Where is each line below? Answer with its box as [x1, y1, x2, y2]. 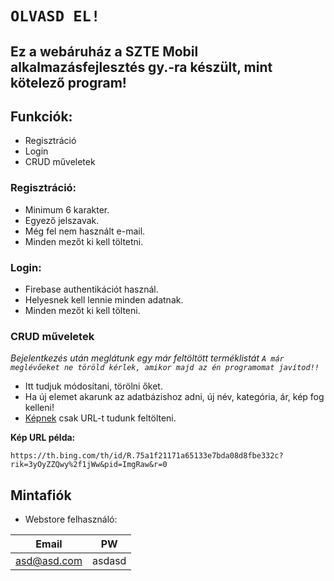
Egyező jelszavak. [24, 214, 100, 226]
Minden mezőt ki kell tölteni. [24, 304, 141, 316]
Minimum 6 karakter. [24, 203, 110, 216]
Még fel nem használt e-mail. [24, 225, 146, 237]
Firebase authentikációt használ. [24, 283, 159, 295]
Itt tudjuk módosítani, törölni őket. [24, 380, 163, 392]
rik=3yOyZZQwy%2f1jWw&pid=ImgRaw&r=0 [10, 460, 168, 470]
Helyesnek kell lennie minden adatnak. [24, 293, 184, 306]
